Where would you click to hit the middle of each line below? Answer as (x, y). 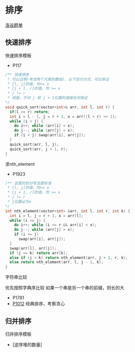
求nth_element (20, 164)
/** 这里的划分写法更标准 (28, 183)
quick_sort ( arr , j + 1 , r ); (39, 149)
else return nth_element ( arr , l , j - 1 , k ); (57, 262)
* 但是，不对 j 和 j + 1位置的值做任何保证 (48, 98)
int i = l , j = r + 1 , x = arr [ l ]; (47, 216)
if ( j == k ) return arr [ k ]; (39, 253)
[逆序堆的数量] (27, 344)
